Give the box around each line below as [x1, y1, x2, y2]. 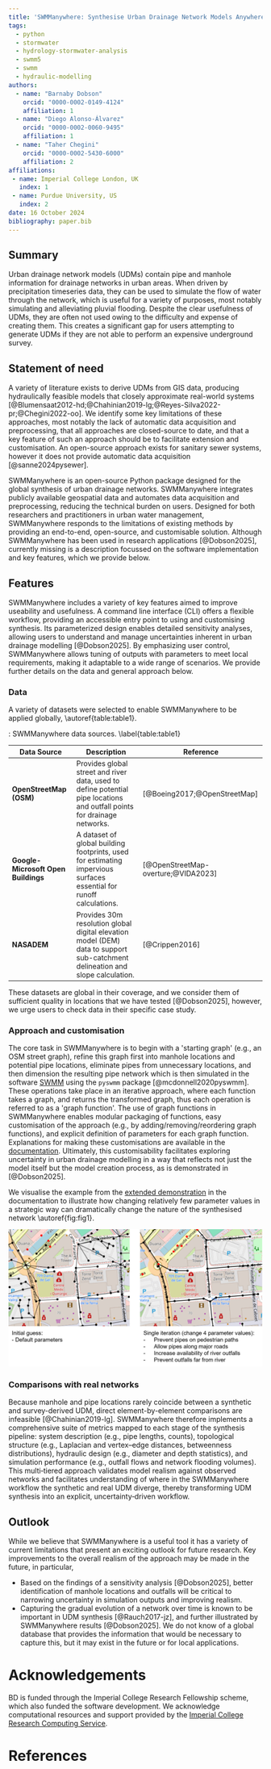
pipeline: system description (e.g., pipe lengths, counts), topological [8, 1432, 235, 1441]
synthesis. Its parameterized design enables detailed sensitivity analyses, [8, 624, 252, 634]
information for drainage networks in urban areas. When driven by [8, 278, 228, 288]
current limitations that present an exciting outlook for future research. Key [8, 1545, 256, 1555]
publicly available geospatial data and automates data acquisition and [8, 493, 240, 503]
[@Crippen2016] [142, 940, 200, 950]
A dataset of [76, 830, 117, 839]
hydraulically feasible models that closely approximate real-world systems [8, 391, 255, 401]
